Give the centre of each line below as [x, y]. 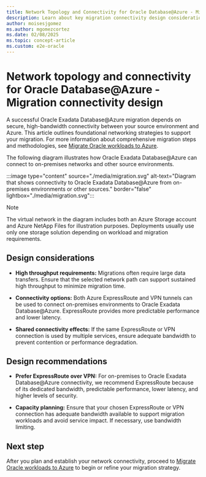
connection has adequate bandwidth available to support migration [100, 414]
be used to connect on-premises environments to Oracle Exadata [98, 304]
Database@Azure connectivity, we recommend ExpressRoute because [105, 383]
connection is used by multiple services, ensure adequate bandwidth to [105, 335]
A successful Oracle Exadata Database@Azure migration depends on [94, 120]
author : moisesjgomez [34, 23]
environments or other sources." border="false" [91, 189]
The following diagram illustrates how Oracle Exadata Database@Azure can [102, 158]
